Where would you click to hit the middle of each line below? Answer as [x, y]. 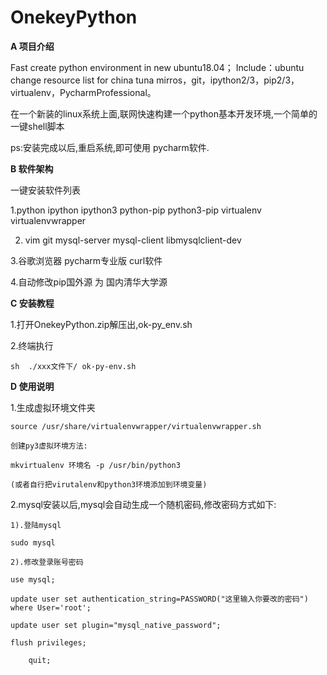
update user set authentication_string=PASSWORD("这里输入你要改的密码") [159, 599]
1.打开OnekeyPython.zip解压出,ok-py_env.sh [101, 324]
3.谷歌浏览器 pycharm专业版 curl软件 [86, 260]
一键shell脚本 [37, 126]
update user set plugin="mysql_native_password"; [116, 625]
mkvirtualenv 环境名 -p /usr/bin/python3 [95, 465]
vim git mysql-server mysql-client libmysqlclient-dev [133, 240]
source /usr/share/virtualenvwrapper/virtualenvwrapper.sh [136, 426]
